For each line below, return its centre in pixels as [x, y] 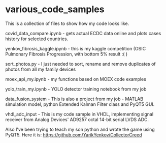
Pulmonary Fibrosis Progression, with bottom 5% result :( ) [67, 54]
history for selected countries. [37, 39]
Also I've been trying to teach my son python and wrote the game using [80, 129]
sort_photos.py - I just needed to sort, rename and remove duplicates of [80, 64]
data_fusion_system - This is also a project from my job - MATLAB [74, 99]
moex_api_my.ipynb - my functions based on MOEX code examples [76, 79]
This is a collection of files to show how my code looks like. [67, 23]
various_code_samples [55, 9]
